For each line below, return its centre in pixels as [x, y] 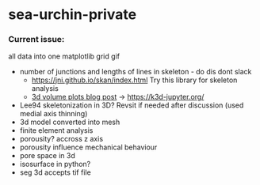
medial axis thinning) [54, 114]
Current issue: [36, 40]
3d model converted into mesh [70, 122]
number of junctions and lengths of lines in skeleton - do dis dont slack [136, 72]
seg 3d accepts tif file [55, 172]
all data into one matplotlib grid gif [64, 56]
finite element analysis [56, 130]
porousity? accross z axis [61, 139]
